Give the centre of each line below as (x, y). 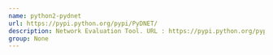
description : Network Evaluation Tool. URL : (87, 31)
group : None (28, 38)
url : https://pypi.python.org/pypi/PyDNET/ (83, 23)
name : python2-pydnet (45, 16)
